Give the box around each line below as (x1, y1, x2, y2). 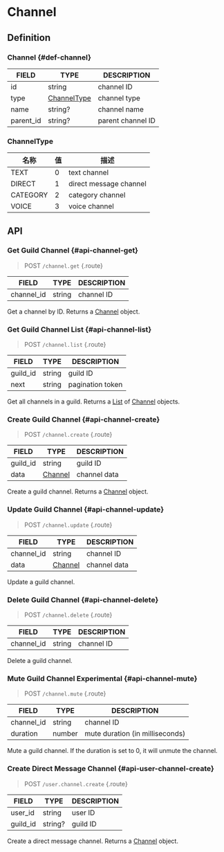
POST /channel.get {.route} (24, 261, 104, 270)
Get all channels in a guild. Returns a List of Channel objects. (7, 397, 180, 406)
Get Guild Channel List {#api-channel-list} (7, 325, 152, 334)
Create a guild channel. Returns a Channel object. (7, 487, 149, 496)
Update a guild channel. (7, 577, 75, 586)
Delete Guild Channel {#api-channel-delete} (7, 595, 159, 604)
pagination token (68, 380, 123, 390)
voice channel (68, 201, 114, 211)
